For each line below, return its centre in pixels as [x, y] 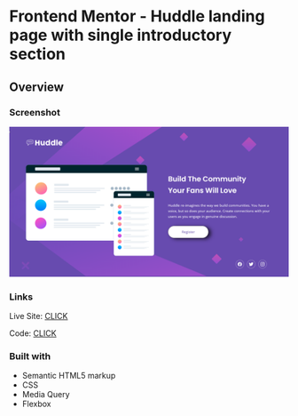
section [38, 54]
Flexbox [36, 404]
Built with [30, 356]
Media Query [46, 395]
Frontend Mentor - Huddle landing [137, 16]
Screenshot [35, 112]
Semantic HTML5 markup [69, 376]
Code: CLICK [33, 333]
